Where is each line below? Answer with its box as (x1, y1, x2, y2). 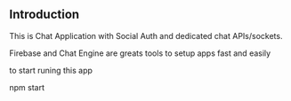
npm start (9, 82, 45, 92)
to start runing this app (9, 65, 93, 75)
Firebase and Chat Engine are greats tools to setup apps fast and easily (9, 48, 271, 58)
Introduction (9, 7, 80, 22)
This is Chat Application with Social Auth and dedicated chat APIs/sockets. (9, 30, 283, 41)
